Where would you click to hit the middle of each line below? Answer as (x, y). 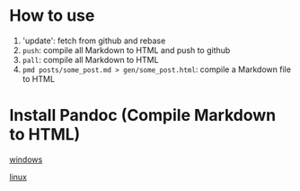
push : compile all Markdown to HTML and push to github (126, 50)
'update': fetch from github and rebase (94, 41)
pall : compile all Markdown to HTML (90, 59)
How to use (52, 16)
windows (26, 159)
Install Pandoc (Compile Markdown (143, 116)
